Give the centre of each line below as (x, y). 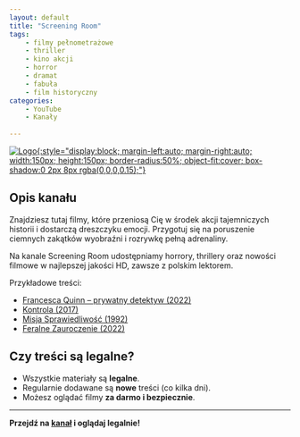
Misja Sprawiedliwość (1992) (75, 319)
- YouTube (44, 109)
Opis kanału (43, 198)
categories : (31, 101)
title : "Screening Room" (55, 26)
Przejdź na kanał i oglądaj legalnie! (75, 423)
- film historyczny (62, 92)
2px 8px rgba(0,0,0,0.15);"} (97, 170)
